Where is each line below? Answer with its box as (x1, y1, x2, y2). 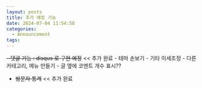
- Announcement (12, 32, 51, 38)
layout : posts (6, 8, 43, 15)
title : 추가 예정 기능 (6, 15, 57, 21)
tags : (6, 37, 20, 43)
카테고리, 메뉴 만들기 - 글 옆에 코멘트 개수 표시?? (6, 62, 122, 69)
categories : (6, 25, 37, 32)
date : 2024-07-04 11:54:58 (6, 20, 75, 26)
